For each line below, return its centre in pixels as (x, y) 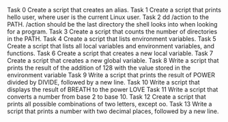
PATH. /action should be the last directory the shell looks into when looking (112, 24)
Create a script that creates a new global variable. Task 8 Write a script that (113, 60)
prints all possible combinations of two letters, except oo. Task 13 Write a (110, 104)
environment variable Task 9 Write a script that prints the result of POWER (111, 75)
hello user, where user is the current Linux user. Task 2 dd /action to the (108, 17)
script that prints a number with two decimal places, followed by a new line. (113, 111)
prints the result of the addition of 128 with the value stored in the (99, 68)
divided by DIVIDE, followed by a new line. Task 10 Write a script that (103, 82)
